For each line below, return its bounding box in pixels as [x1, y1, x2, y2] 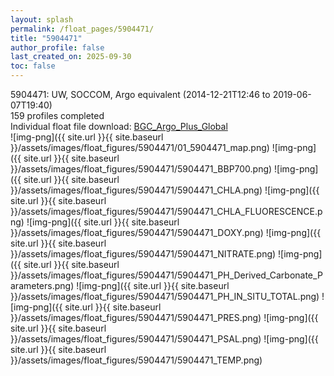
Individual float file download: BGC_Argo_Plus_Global [10, 121, 228, 132]
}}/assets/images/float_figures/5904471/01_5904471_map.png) [10, 142, 270, 153]
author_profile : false [10, 42, 105, 53]
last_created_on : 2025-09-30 [10, 52, 132, 62]
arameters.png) [10, 280, 75, 291]
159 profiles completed [10, 110, 105, 121]
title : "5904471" [10, 33, 83, 43]
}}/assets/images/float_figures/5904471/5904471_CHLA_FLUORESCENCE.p [10, 206, 323, 217]
